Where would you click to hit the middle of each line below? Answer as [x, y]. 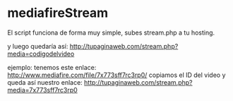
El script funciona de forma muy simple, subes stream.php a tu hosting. [111, 32]
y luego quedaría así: [38, 46]
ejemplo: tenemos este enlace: [52, 67]
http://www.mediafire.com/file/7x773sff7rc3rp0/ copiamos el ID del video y [116, 75]
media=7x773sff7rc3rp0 [42, 90]
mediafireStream [58, 13]
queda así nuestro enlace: [45, 82]
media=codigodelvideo [41, 54]
